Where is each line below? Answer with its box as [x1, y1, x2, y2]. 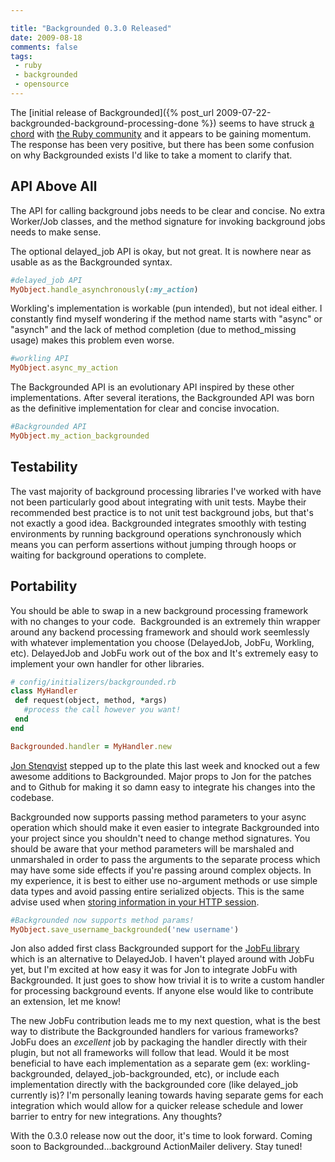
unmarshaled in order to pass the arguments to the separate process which [10, 853, 321, 865]
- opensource [14, 79, 70, 90]
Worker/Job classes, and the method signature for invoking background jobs [10, 215, 326, 227]
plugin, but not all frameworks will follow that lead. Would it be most [10, 1047, 290, 1059]
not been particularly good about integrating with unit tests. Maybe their [10, 496, 307, 508]
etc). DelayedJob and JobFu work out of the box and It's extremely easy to [10, 647, 319, 659]
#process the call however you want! [23, 705, 182, 715]
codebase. [10, 791, 55, 803]
